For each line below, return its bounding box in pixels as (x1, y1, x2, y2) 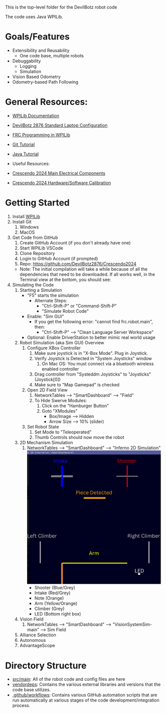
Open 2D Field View (27, 387, 68, 393)
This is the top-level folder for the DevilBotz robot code (5, 4, 118, 10)
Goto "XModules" (41, 408, 78, 414)
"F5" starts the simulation (27, 292, 79, 298)
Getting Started (5, 197, 70, 208)
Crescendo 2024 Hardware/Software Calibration (12, 180, 111, 186)
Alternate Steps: (34, 297, 68, 303)
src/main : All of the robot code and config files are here (12, 676, 125, 682)
